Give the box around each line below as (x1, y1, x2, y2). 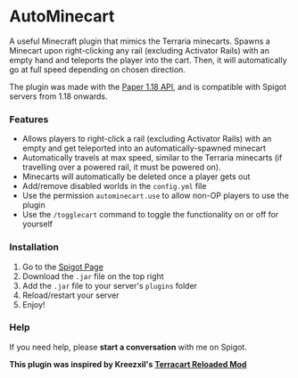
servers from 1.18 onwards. (9, 91, 109, 102)
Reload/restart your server (21, 290, 120, 300)
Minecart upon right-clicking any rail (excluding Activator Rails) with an (9, 45, 270, 55)
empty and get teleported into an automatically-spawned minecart (21, 143, 266, 153)
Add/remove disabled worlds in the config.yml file (21, 181, 207, 192)
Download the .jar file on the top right (21, 270, 164, 282)
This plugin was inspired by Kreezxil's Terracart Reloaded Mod (9, 358, 247, 369)
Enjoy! (21, 299, 46, 309)
